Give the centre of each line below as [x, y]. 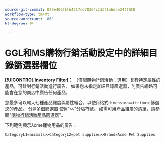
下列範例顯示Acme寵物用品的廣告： [41, 125]
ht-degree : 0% [20, 23]
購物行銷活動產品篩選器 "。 [38, 115]
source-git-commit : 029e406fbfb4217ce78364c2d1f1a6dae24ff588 [70, 10]
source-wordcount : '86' [30, 19]
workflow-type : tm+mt [27, 14]
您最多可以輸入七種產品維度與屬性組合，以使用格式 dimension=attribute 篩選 [82, 103]
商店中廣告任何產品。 [48, 92]
